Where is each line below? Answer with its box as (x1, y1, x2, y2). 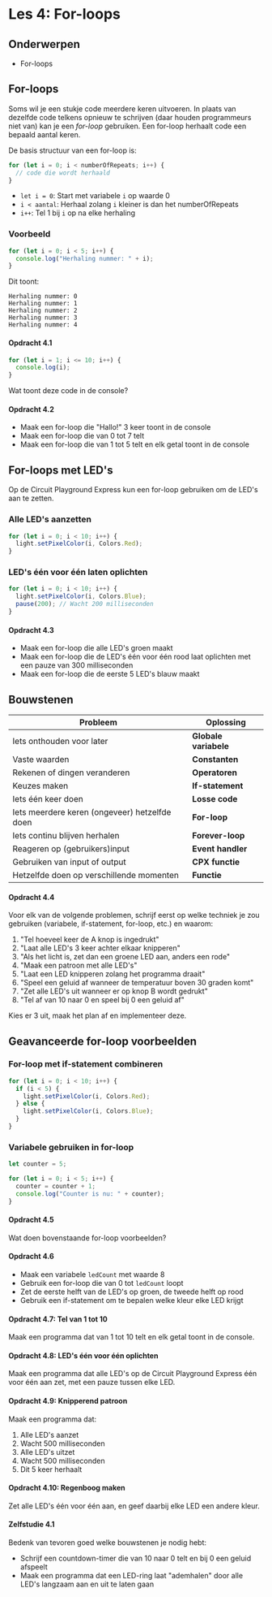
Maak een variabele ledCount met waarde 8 (19, 1270, 165, 1279)
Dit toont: (8, 277, 40, 287)
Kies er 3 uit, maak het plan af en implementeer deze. (8, 1011, 187, 1020)
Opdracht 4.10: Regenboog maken (8, 1483, 125, 1493)
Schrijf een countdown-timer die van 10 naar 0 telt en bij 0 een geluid (19, 1553, 252, 1564)
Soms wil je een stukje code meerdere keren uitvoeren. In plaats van (8, 103, 236, 114)
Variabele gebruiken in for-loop (8, 1141, 134, 1153)
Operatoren (192, 767, 237, 778)
